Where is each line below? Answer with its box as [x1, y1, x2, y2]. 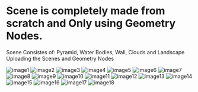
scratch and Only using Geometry [6, 17, 176, 30]
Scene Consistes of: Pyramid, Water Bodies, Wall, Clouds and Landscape [6, 48, 185, 55]
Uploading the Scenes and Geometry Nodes [6, 55, 114, 62]
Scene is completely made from [6, 4, 165, 18]
